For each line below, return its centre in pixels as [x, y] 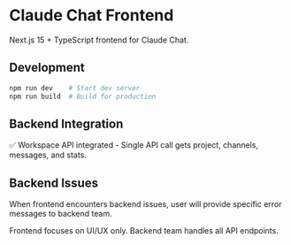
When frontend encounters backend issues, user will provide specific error [145, 204]
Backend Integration [66, 123]
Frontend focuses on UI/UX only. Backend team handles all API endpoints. [144, 231]
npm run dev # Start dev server [75, 88]
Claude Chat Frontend [92, 15]
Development [47, 68]
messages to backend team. [61, 214]
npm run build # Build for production [83, 96]
